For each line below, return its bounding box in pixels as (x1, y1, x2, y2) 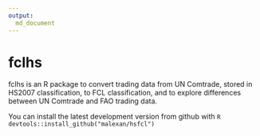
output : (8, 11, 34, 20)
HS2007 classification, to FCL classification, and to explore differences (8, 88, 242, 98)
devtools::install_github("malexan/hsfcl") (8, 120, 156, 128)
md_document (15, 19, 56, 27)
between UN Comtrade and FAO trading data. (8, 96, 158, 106)
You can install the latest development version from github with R (8, 112, 221, 122)
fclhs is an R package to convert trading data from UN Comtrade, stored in (8, 80, 253, 89)
